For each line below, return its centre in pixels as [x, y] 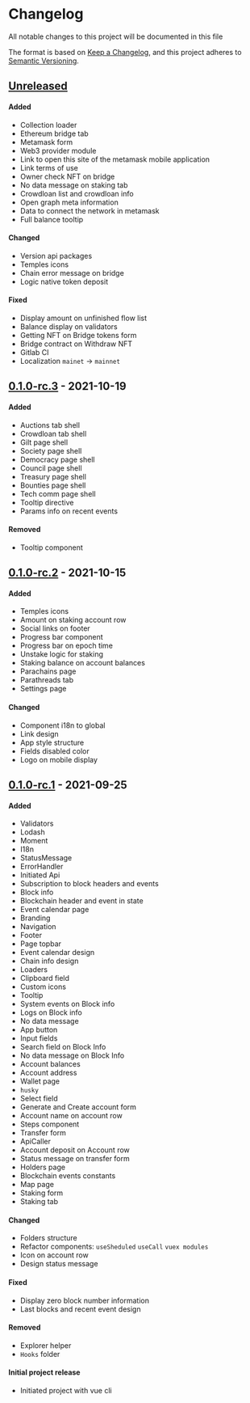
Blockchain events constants [68, 1176]
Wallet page [40, 1081]
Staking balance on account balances [82, 663]
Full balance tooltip [52, 219]
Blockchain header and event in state [81, 901]
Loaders [34, 970]
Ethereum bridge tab [54, 133]
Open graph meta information [69, 202]
